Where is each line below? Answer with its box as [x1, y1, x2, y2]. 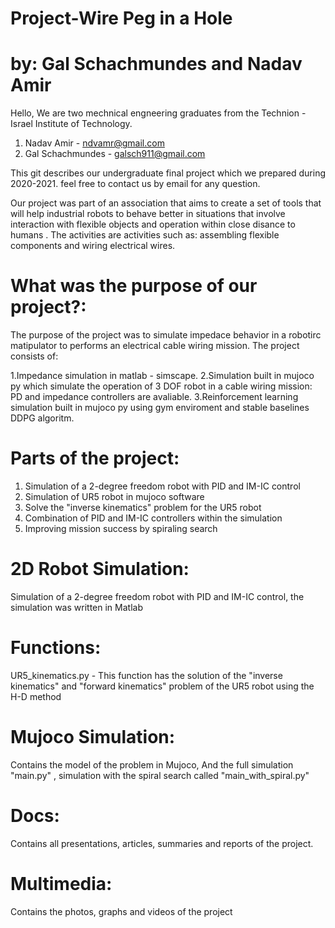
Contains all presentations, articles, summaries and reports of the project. [10, 837, 314, 849]
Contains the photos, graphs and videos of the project [10, 905, 233, 917]
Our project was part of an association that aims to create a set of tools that [10, 197, 322, 209]
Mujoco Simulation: [10, 726, 176, 749]
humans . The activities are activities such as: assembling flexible [10, 229, 280, 241]
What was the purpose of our [10, 275, 258, 297]
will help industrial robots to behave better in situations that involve [10, 208, 286, 220]
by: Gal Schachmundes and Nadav [10, 53, 303, 76]
